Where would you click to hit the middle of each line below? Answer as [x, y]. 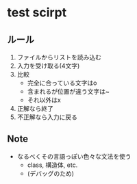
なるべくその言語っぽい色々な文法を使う [74, 156]
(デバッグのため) [50, 173]
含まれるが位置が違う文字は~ [68, 91]
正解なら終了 [35, 108]
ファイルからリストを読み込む [59, 57]
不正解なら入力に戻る [47, 117]
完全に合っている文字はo [62, 83]
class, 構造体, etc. [52, 165]
